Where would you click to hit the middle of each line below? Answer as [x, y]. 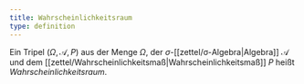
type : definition [42, 26]
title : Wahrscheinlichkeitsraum [71, 18]
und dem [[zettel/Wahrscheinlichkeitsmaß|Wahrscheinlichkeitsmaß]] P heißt [152, 62]
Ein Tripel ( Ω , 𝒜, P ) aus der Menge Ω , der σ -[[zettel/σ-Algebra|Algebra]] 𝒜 [149, 51]
